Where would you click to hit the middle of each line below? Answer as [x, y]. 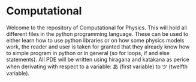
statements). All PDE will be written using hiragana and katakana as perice [98, 59]
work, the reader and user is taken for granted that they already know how [98, 47]
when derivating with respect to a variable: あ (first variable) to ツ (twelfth [97, 66]
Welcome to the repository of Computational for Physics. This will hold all [97, 28]
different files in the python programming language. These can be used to [97, 34]
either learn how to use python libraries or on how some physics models [95, 40]
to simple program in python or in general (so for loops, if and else [88, 53]
